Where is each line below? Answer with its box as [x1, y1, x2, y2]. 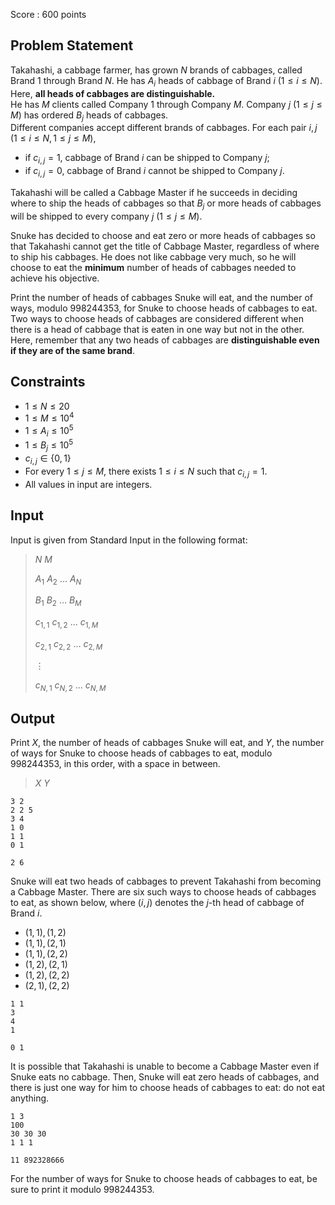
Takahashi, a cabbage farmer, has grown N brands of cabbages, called [10, 64, 303, 76]
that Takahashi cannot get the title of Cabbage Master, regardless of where [10, 240, 320, 252]
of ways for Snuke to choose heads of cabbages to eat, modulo [10, 747, 273, 759]
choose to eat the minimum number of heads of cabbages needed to [10, 261, 297, 273]
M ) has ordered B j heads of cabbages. [10, 109, 169, 123]
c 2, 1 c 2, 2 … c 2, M [34, 637, 103, 652]
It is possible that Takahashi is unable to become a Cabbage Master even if [10, 1060, 320, 1073]
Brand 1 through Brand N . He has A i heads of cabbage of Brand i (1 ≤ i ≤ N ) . [10, 74, 323, 89]
